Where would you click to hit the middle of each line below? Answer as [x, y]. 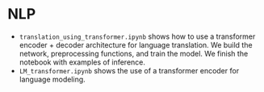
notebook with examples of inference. [82, 62]
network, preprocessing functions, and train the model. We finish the [134, 53]
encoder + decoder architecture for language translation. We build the [136, 44]
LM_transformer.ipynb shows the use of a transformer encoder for [129, 70]
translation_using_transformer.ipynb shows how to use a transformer [137, 36]
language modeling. [52, 79]
